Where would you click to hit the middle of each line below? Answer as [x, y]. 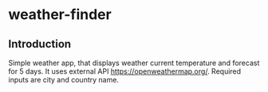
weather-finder [60, 15]
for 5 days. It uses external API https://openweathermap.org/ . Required [125, 71]
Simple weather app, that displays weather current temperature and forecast [134, 63]
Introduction [40, 44]
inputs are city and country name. [64, 80]
